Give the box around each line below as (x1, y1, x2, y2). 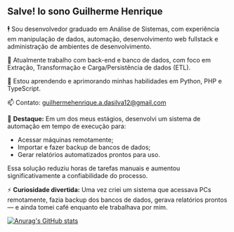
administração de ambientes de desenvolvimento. (7, 42, 152, 50)
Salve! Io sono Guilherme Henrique (7, 6, 163, 18)
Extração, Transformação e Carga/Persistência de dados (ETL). (7, 63, 191, 71)
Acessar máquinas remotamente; (17, 135, 114, 144)
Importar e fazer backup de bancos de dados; (17, 143, 151, 151)
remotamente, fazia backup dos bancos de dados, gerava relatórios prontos (7, 196, 228, 204)
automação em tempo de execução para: (7, 122, 126, 130)
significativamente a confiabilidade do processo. (7, 171, 148, 179)
